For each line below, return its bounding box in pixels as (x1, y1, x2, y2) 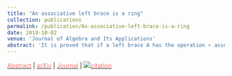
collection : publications (7, 16, 81, 23)
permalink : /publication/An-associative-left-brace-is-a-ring (7, 23, 190, 29)
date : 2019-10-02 (7, 29, 57, 36)
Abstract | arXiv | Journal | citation (7, 62, 112, 69)
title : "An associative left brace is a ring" (7, 10, 144, 17)
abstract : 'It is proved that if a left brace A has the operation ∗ (7, 42, 212, 49)
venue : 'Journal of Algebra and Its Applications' (7, 36, 156, 42)
